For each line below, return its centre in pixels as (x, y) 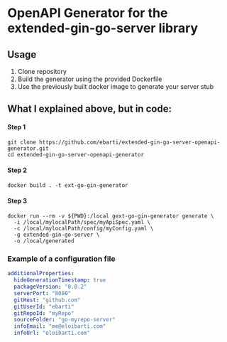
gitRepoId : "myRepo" (44, 313)
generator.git (28, 148)
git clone (22, 142)
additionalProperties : (41, 274)
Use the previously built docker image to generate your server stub (116, 86)
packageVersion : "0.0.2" (50, 287)
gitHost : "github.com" (47, 300)
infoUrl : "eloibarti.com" (52, 333)
